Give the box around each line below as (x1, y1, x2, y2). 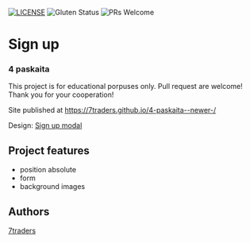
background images (19, 182, 86, 191)
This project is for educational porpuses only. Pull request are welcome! (8, 82, 244, 91)
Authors (8, 205, 50, 218)
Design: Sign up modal (8, 121, 83, 130)
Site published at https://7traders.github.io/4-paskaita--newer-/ (8, 106, 217, 115)
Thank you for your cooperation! (8, 90, 114, 99)
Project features (8, 144, 90, 157)
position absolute (19, 165, 77, 175)
